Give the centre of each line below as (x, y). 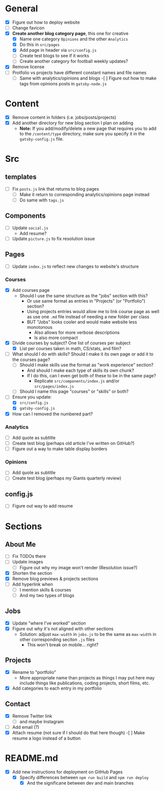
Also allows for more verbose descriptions (77, 333)
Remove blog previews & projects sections (55, 579)
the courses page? (31, 360)
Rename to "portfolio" (34, 672)
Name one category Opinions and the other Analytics (74, 39)
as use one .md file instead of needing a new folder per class (88, 317)
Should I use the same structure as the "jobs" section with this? (84, 296)
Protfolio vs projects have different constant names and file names (79, 73)
